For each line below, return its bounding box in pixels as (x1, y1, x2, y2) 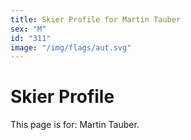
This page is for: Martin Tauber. (10, 119, 140, 131)
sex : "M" (10, 24, 47, 34)
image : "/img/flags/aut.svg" (10, 42, 132, 53)
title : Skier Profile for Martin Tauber (10, 14, 182, 25)
